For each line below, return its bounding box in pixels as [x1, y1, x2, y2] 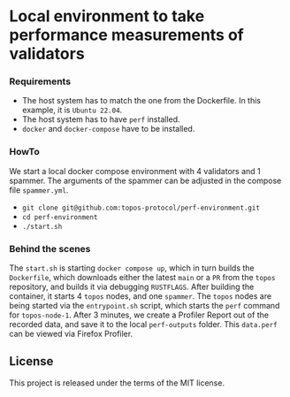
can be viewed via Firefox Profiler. [9, 329, 134, 340]
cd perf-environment [21, 212, 98, 222]
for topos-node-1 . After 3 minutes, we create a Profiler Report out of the [9, 309, 270, 320]
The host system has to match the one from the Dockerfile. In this [21, 95, 261, 106]
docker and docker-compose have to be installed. [21, 124, 195, 134]
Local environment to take [9, 6, 205, 27]
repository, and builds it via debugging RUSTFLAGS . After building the [9, 281, 255, 293]
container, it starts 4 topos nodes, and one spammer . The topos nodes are [9, 291, 272, 302]
